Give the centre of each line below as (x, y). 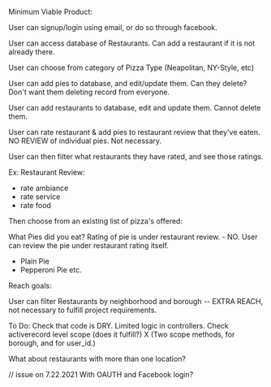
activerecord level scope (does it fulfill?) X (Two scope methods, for (122, 334)
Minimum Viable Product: (51, 12)
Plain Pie (35, 261)
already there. (32, 52)
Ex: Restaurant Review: (47, 172)
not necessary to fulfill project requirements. (82, 310)
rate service (40, 197)
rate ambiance (44, 188)
